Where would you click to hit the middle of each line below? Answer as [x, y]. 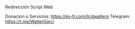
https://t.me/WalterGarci [30, 22]
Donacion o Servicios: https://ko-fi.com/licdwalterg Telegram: [68, 16]
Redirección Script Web [29, 7]
